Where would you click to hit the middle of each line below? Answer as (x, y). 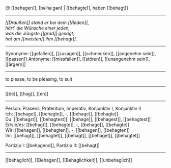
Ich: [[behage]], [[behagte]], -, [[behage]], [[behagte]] (62, 114)
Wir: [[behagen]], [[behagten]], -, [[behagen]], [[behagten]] (67, 130)
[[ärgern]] (16, 64)
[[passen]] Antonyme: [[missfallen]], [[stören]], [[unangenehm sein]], (78, 59)
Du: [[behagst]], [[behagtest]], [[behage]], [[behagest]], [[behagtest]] (78, 119)
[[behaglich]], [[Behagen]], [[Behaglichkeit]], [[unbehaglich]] (69, 160)
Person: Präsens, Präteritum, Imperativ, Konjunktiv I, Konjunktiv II (73, 108)
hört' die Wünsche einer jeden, (38, 28)
